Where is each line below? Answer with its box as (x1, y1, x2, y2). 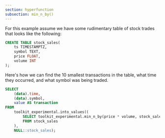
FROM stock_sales (23, 119, 58, 124)
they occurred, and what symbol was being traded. (5, 77, 109, 83)
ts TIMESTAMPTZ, (14, 45, 48, 50)
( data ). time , (14, 91, 41, 96)
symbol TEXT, (14, 49, 41, 54)
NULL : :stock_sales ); (14, 128, 56, 133)
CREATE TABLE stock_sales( (5, 40, 60, 45)
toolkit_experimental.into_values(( (14, 109, 89, 115)
